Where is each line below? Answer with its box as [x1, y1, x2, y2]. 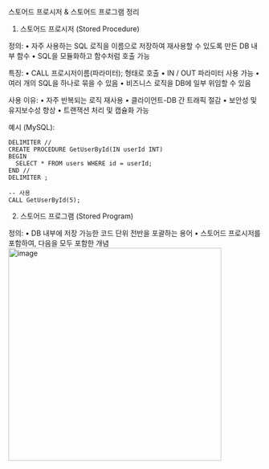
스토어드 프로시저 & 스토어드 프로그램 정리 [8, 7, 140, 16]
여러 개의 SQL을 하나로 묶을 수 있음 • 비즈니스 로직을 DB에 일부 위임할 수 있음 [8, 79, 251, 88]
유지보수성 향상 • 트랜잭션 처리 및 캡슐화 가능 [8, 105, 150, 115]
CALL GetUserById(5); [8, 196, 81, 204]
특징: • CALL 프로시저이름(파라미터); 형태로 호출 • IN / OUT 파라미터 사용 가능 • [8, 68, 260, 78]
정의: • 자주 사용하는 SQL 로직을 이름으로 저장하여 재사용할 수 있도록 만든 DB [8, 41, 250, 51]
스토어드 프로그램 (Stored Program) [19, 211, 134, 221]
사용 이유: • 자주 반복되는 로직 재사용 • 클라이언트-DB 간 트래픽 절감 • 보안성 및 [8, 96, 257, 104]
